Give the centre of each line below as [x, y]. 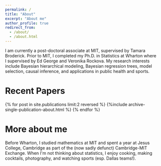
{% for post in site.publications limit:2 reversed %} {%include [66, 104]
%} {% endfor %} [83, 110]
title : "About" [20, 14]
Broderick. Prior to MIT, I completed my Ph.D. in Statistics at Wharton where [81, 55]
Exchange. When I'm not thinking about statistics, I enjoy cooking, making [79, 153]
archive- [137, 104]
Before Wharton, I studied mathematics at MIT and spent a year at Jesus [77, 143]
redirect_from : [20, 28]
